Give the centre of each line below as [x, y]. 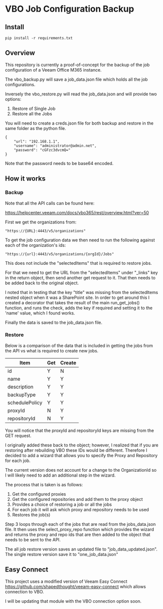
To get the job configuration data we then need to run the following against [80, 240]
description [20, 387]
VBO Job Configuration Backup [70, 9]
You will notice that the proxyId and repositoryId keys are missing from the [80, 430]
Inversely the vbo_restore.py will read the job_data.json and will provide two [81, 94]
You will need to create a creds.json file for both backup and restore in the [79, 123]
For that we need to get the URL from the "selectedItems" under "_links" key [81, 272]
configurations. [20, 84]
